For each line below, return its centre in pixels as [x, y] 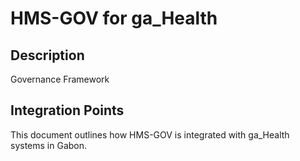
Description [47, 55]
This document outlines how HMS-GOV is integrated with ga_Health [150, 134]
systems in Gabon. [49, 145]
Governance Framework [60, 79]
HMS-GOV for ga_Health [114, 18]
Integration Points [67, 110]
